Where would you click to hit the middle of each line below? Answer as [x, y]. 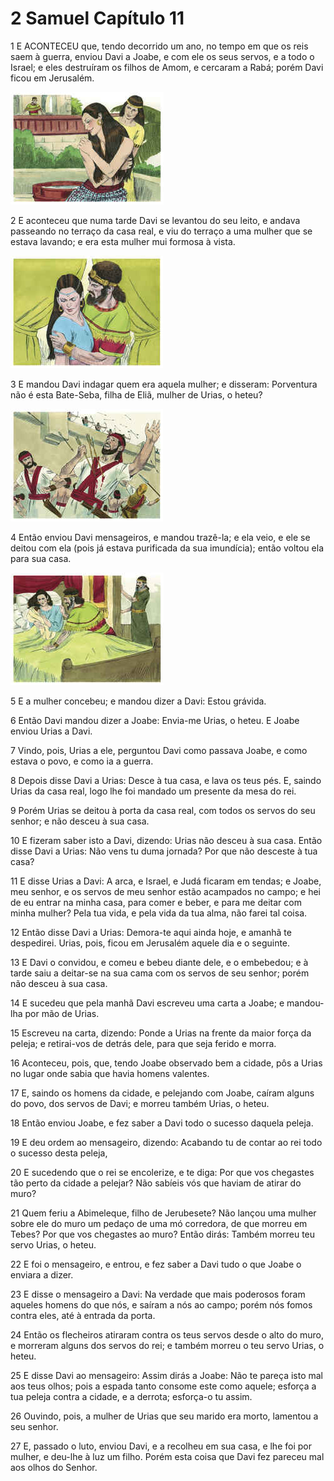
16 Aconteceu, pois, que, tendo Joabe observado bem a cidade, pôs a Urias [166, 1063]
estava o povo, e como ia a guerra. [82, 761]
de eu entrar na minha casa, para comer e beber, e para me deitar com [156, 902]
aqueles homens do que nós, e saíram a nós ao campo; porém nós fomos [161, 1304]
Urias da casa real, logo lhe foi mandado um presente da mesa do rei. [153, 791]
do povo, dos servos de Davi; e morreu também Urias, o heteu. [140, 1103]
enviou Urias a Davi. [51, 731]
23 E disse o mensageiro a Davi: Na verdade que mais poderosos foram [158, 1294]
